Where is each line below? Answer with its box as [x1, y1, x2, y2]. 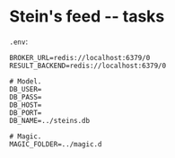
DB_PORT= [9, 108, 42, 118]
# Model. [9, 76, 42, 86]
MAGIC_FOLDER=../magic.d [9, 139, 102, 149]
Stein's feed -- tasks [9, 6, 165, 27]
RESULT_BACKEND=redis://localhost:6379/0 [9, 61, 167, 70]
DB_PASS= [9, 92, 42, 101]
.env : [9, 36, 29, 47]
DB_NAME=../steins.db [9, 116, 91, 125]
